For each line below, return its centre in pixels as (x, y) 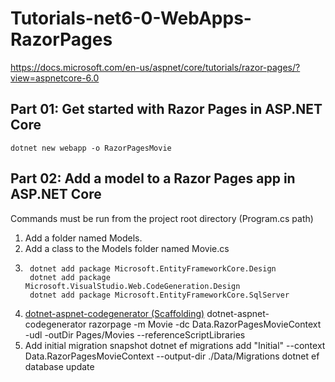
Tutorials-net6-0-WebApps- (131, 18)
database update (59, 366)
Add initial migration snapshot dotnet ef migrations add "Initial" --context (175, 345)
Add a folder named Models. (83, 238)
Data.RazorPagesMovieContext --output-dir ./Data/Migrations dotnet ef (172, 356)
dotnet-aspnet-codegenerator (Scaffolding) (114, 313)
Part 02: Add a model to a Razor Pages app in (153, 178)
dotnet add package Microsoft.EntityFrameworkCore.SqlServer (159, 295)
